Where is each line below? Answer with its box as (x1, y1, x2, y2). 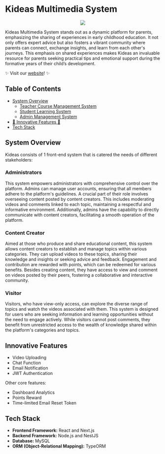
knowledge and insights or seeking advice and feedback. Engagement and (5, 256, 157, 262)
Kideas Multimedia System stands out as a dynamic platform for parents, (5, 29, 153, 35)
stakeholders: (5, 157, 33, 163)
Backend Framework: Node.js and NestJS (12, 433, 99, 439)
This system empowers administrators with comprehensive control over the (5, 180, 159, 186)
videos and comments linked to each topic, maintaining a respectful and (5, 201, 151, 207)
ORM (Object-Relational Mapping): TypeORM (12, 443, 106, 449)
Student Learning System (19, 108, 71, 114)
